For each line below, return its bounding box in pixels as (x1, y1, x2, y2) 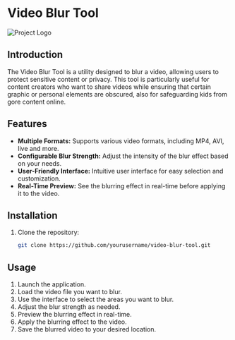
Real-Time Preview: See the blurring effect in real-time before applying (17, 181, 226, 190)
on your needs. (17, 159, 62, 167)
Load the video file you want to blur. (17, 288, 122, 296)
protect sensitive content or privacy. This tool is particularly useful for (7, 75, 210, 83)
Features (7, 118, 47, 130)
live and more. (17, 144, 59, 152)
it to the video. (17, 189, 60, 198)
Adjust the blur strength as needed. (17, 303, 121, 311)
